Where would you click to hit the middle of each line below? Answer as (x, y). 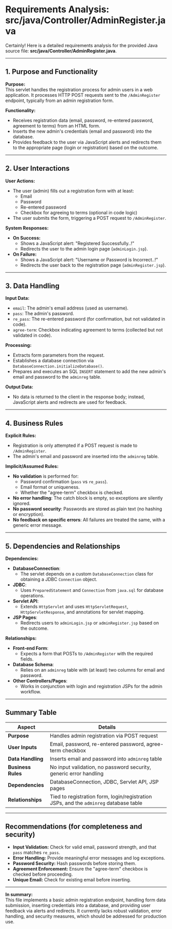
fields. (27, 659)
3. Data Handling (33, 286)
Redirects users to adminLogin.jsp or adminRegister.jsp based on (90, 623)
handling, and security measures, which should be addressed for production (86, 916)
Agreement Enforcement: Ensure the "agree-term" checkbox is (80, 869)
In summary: (19, 894)
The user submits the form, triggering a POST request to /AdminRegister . (89, 218)
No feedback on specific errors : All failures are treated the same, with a (89, 520)
